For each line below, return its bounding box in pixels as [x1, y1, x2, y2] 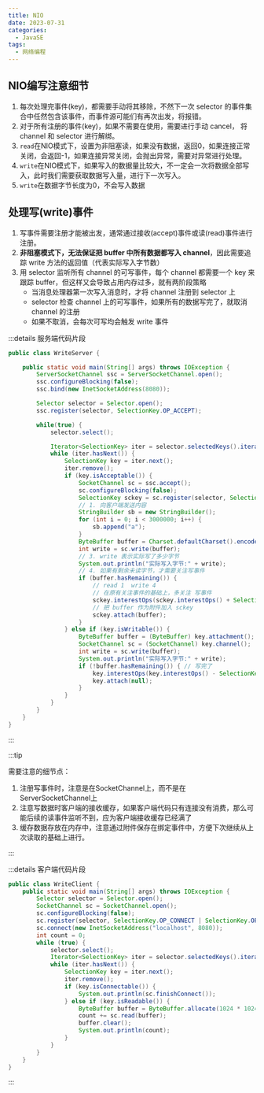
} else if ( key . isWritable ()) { [64, 625, 170, 634]
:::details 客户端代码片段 [8, 864, 86, 874]
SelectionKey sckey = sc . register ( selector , [78, 494, 226, 502]
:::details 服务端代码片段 [8, 333, 86, 343]
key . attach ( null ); [92, 676, 153, 685]
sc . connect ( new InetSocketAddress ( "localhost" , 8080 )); [36, 924, 223, 932]
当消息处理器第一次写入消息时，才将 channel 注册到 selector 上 [31, 287, 236, 296]
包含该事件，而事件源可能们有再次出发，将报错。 [46, 111, 206, 120]
